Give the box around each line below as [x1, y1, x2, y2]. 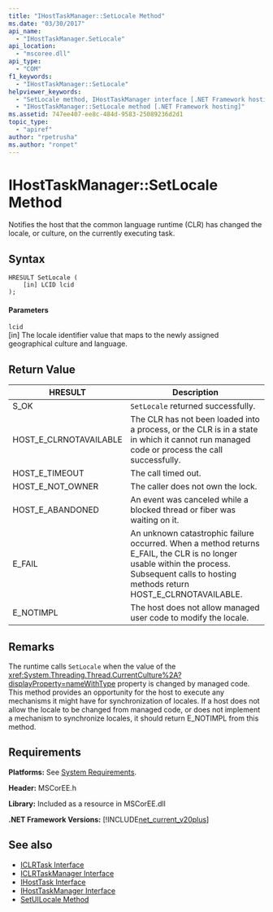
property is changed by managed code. [117, 679, 250, 689]
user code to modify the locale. [130, 612, 249, 624]
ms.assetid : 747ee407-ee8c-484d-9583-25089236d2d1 [8, 111, 184, 119]
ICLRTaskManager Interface [19, 868, 115, 878]
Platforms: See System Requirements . [8, 767, 136, 777]
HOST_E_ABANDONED [12, 504, 100, 515]
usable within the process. [130, 559, 231, 570]
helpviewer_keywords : [8, 87, 82, 96]
